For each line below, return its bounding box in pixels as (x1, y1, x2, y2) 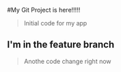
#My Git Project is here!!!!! (7, 6, 81, 14)
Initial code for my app (23, 19, 88, 27)
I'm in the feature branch (7, 39, 115, 51)
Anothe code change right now (23, 57, 111, 65)
